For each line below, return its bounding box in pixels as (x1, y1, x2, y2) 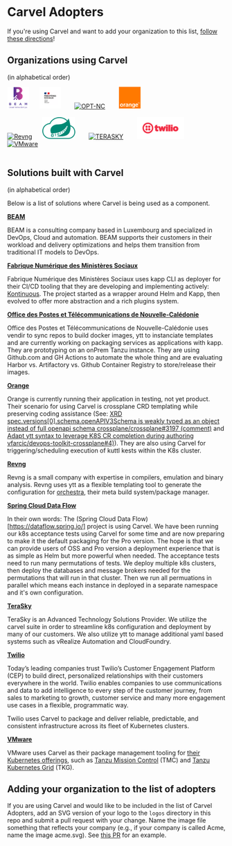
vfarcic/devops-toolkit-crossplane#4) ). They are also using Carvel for (7, 439, 206, 447)
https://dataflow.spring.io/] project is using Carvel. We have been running (9, 522, 219, 530)
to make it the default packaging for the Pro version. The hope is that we (7, 536, 214, 545)
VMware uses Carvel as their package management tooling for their (7, 748, 201, 757)
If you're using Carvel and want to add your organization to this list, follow (7, 27, 218, 35)
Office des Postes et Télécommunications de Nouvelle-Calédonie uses (7, 324, 209, 332)
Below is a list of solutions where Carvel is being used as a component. (7, 199, 210, 207)
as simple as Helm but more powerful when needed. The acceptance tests (7, 552, 220, 560)
